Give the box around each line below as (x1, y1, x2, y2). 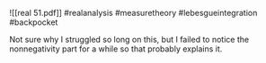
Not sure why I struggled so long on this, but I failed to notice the (9, 35, 250, 44)
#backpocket (9, 17, 58, 28)
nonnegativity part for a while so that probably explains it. (9, 43, 223, 54)
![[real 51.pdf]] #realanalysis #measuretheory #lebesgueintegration (9, 8, 258, 18)
